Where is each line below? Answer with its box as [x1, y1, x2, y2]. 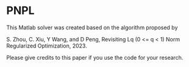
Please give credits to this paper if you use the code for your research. [6, 54, 184, 61]
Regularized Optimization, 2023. [6, 42, 87, 49]
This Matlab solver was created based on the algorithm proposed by [6, 24, 178, 31]
